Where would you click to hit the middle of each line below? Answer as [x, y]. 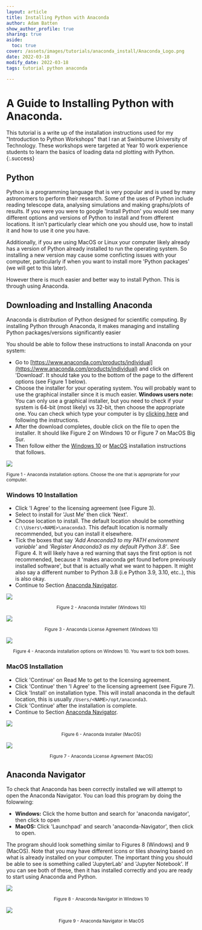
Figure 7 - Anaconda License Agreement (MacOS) [101, 756]
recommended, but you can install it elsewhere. [74, 534]
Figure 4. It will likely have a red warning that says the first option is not [103, 553]
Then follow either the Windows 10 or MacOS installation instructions [100, 445]
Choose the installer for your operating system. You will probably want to [106, 388]
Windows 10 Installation [42, 495]
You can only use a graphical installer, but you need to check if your [99, 401]
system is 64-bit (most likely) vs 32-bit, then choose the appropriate [100, 407]
